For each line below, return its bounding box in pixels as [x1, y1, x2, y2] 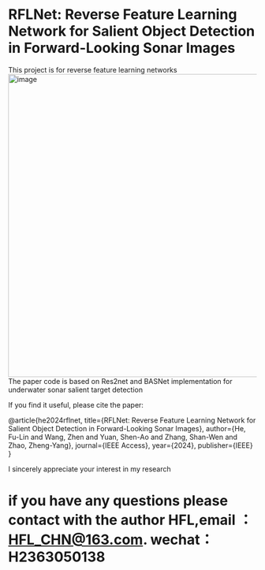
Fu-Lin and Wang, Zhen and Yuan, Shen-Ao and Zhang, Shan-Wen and [8, 432, 238, 441]
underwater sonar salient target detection [8, 385, 144, 394]
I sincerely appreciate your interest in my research [8, 464, 171, 474]
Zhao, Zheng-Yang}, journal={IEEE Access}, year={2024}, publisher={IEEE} [8, 440, 254, 450]
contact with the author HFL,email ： [8, 511, 253, 529]
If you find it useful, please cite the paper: [8, 400, 144, 409]
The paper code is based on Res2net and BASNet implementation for [8, 376, 233, 386]
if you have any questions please [8, 492, 229, 510]
